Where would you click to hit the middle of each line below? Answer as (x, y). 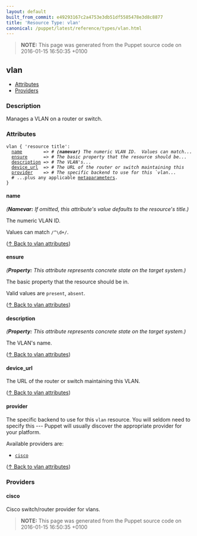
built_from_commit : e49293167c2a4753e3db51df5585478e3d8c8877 (85, 17)
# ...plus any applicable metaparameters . (65, 178)
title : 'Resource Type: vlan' (44, 23)
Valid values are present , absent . (46, 293)
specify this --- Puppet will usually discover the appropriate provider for (94, 426)
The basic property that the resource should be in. (68, 282)
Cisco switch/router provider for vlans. (53, 509)
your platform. (23, 432)
